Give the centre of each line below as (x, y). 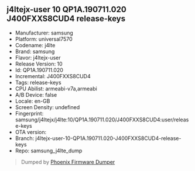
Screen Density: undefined (47, 107)
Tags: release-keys (38, 82)
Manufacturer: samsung (44, 33)
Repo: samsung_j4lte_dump (49, 151)
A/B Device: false (36, 95)
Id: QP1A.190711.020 (39, 70)
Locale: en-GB (32, 101)
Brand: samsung (35, 51)
